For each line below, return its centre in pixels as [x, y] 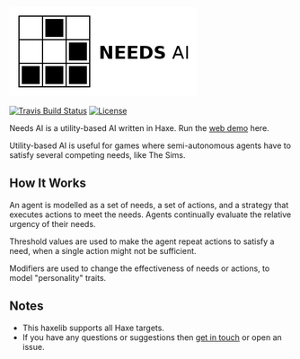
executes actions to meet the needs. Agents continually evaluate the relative [150, 215]
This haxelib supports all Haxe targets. [93, 328]
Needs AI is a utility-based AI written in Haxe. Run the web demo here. [139, 128]
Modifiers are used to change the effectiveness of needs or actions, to [140, 268]
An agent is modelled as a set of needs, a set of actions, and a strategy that [149, 205]
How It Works [48, 184]
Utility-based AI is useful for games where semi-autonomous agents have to [150, 145]
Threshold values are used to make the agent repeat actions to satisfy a [142, 241]
